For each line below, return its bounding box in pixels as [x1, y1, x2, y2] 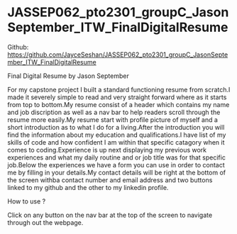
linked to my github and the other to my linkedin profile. [7, 183, 169, 191]
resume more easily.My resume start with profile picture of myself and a [7, 115, 219, 124]
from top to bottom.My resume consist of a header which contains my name [7, 100, 230, 108]
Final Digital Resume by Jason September [7, 72, 129, 80]
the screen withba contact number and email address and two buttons [7, 175, 213, 184]
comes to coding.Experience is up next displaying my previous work [7, 145, 207, 154]
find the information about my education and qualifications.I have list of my [7, 130, 226, 139]
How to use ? [7, 196, 46, 206]
